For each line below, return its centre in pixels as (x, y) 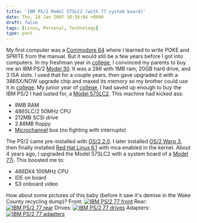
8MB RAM (27, 105)
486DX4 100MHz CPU (41, 171)
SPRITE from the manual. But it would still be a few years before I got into (95, 56)
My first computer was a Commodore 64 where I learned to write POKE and (98, 50)
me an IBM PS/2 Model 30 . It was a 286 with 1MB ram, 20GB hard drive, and (98, 69)
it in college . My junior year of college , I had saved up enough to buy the (94, 87)
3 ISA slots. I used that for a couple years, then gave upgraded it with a (92, 75)
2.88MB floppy (33, 124)
